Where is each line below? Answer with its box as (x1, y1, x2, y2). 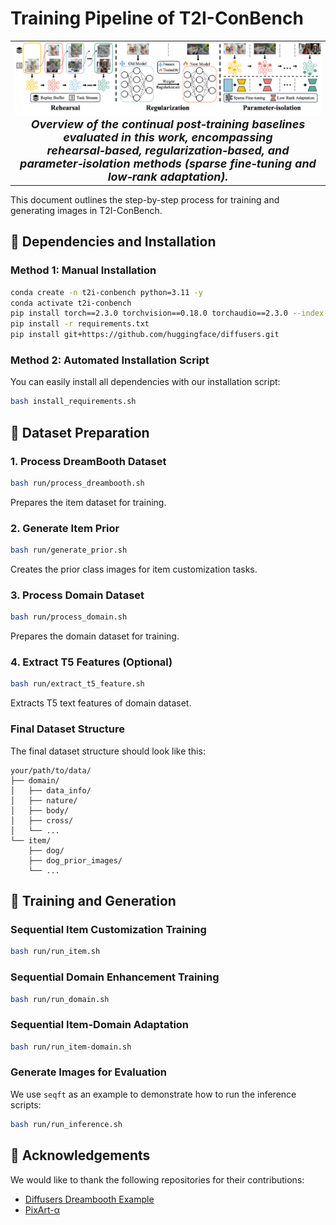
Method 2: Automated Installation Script (10, 353, 210, 367)
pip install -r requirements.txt (10, 319, 150, 329)
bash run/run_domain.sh (10, 994, 110, 1004)
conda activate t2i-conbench (10, 298, 132, 308)
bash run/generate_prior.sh (10, 545, 128, 556)
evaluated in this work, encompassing (63, 130, 273, 144)
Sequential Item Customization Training (10, 922, 207, 936)
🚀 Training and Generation (10, 893, 177, 910)
